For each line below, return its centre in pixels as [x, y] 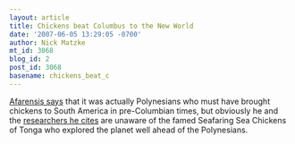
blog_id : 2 [29, 59]
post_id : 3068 [36, 68]
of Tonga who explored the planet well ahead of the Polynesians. [129, 130]
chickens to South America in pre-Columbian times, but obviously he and [144, 110]
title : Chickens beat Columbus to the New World [101, 26]
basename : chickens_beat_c [59, 76]
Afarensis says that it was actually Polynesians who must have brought [140, 101]
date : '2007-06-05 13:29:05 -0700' [76, 34]
